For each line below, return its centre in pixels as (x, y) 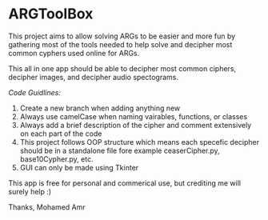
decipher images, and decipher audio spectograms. (93, 77)
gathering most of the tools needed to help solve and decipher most (120, 44)
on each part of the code (61, 134)
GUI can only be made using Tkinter (79, 167)
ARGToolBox (51, 14)
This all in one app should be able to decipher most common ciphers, (122, 68)
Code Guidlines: (35, 92)
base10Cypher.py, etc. (56, 159)
